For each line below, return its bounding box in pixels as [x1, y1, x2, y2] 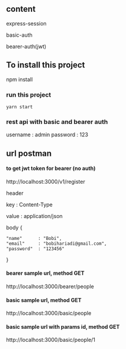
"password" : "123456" [6, 245, 65, 252]
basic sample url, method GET [6, 296, 82, 303]
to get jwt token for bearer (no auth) [6, 165, 96, 172]
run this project [6, 91, 51, 99]
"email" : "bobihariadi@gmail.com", [6, 241, 108, 246]
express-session [6, 20, 47, 27]
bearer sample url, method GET [6, 270, 85, 277]
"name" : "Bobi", [6, 235, 62, 241]
